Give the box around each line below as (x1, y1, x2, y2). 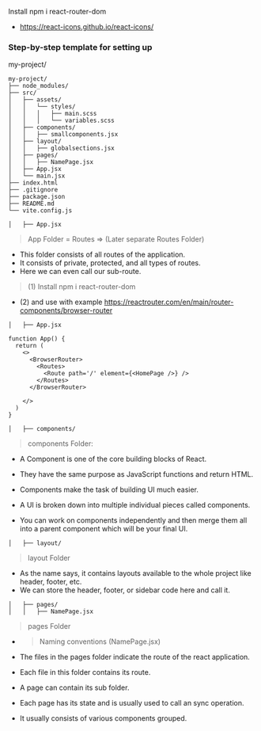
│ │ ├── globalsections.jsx (8, 144, 115, 153)
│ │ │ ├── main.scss (8, 110, 97, 118)
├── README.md (8, 200, 55, 208)
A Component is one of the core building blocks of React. (19, 455, 207, 464)
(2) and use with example (19, 297, 103, 307)
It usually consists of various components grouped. (19, 714, 187, 723)
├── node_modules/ (8, 82, 69, 90)
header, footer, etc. (19, 577, 82, 587)
